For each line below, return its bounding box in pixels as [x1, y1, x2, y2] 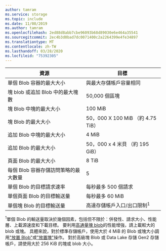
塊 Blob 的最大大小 [7, 118, 51, 125]
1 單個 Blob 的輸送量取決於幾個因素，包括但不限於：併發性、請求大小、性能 [5, 215, 157, 222]
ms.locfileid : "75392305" [5, 53, 58, 58]
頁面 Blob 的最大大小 [7, 157, 56, 164]
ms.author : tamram [5, 26, 43, 31]
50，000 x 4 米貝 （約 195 [86, 141, 149, 148]
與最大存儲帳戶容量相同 [86, 80, 141, 87]
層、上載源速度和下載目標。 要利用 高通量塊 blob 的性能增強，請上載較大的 [5, 222, 155, 228]
